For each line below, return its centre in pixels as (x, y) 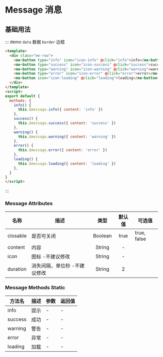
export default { (23, 96)
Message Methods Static (35, 288)
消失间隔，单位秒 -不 (56, 265)
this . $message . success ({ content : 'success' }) (67, 123)
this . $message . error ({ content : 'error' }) (63, 150)
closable (17, 235)
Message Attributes (29, 203)
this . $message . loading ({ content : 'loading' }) (67, 163)
